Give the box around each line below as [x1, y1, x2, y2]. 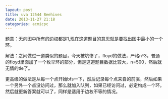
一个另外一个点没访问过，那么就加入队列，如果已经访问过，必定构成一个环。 [5, 82, 164, 88]
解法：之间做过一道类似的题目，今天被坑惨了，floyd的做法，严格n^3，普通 [5, 53, 160, 59]
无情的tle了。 [5, 65, 33, 71]
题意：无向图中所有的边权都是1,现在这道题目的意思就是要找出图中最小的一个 [5, 36, 163, 42]
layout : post [5, 7, 33, 13]
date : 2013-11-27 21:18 [5, 17, 55, 22]
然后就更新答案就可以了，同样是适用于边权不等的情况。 [5, 88, 120, 94]
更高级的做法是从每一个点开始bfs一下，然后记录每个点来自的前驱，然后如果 [5, 76, 162, 82]
